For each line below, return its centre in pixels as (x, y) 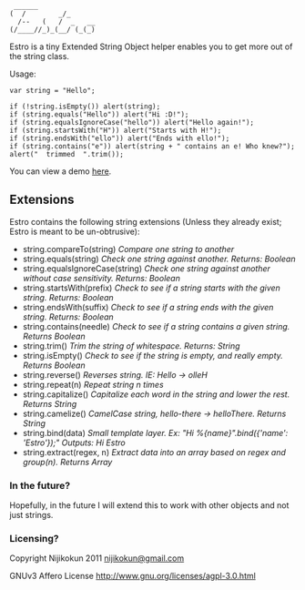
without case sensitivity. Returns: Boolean (101, 278)
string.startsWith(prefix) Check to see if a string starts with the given (151, 288)
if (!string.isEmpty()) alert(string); (85, 107)
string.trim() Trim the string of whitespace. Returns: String (131, 346)
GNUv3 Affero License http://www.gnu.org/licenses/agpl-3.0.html (133, 576)
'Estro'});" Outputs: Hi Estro (74, 442)
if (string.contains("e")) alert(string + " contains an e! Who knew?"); (152, 147)
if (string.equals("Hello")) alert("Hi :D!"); (99, 115)
